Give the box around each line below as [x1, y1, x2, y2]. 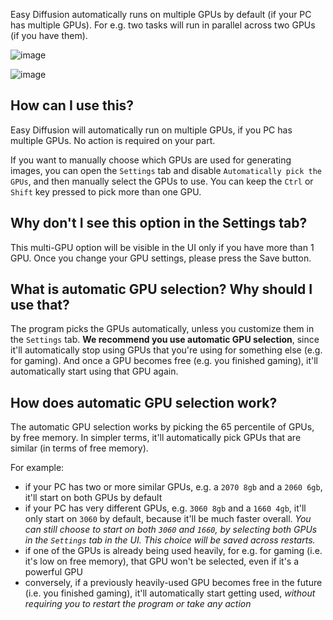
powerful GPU [24, 566, 83, 578]
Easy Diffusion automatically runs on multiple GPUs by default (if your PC [10, 9, 312, 20]
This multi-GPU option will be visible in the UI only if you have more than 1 [10, 241, 315, 253]
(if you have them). [10, 30, 88, 41]
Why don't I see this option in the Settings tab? [10, 215, 308, 232]
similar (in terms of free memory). [10, 442, 149, 454]
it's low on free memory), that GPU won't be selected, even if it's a [24, 555, 300, 568]
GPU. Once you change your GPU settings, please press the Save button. [10, 252, 312, 264]
